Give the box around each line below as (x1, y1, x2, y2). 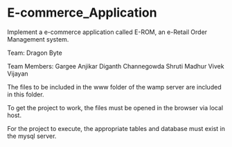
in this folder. (7, 90, 44, 98)
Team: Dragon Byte (7, 49, 62, 57)
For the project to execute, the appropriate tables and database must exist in (7, 124, 225, 132)
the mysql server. (7, 132, 57, 140)
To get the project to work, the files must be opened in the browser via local (7, 103, 224, 112)
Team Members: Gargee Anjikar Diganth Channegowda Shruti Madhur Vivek (7, 62, 224, 70)
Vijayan (7, 69, 29, 78)
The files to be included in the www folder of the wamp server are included (7, 83, 222, 91)
